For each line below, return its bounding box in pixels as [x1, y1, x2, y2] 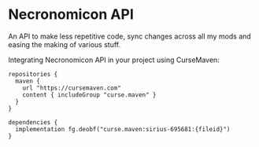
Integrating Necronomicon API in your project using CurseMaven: [8, 55, 220, 64]
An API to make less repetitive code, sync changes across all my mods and [8, 31, 252, 41]
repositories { [8, 70, 58, 78]
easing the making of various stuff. [8, 39, 120, 49]
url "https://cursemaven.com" [22, 84, 122, 92]
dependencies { [8, 118, 58, 127]
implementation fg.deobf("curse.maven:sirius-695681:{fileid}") [15, 125, 231, 133]
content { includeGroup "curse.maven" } [22, 90, 157, 99]
